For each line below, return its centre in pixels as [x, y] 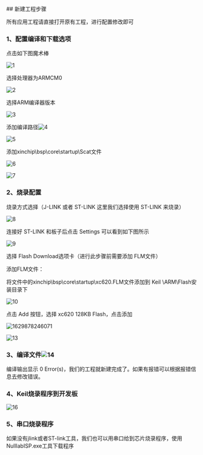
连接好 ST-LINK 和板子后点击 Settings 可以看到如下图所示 [78, 231]
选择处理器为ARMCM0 [34, 78]
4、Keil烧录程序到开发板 [42, 394]
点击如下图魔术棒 [28, 53]
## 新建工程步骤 [26, 9]
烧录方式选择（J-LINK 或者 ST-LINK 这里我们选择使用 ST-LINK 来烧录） [95, 207]
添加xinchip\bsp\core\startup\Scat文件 [54, 152]
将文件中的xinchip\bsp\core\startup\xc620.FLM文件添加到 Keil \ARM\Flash [99, 282]
